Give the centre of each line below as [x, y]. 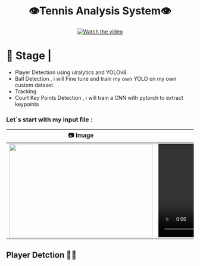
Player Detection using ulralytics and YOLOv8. [71, 72]
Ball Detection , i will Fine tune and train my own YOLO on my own [96, 78]
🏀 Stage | [29, 56]
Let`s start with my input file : [49, 120]
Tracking [26, 91]
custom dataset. [35, 85]
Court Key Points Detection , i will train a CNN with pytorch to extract [99, 97]
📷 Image [81, 136]
